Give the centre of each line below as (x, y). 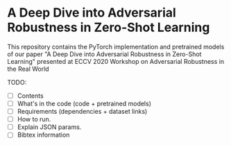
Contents (30, 96)
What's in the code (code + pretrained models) (84, 103)
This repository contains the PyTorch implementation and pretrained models (116, 46)
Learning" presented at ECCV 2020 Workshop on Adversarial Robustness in (116, 61)
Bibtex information (43, 135)
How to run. (34, 119)
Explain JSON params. (49, 127)
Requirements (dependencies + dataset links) (82, 112)
